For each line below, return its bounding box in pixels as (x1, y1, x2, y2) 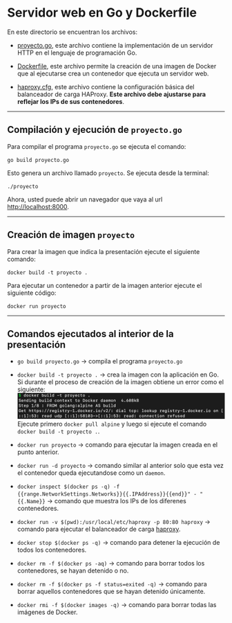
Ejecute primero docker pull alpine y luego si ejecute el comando (17, 419, 207, 428)
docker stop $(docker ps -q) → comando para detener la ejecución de (17, 538, 220, 546)
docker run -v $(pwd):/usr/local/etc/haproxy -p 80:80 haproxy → (17, 517, 211, 525)
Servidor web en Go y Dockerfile (7, 5, 197, 21)
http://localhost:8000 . (7, 202, 69, 210)
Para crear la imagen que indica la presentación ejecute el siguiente (7, 247, 200, 255)
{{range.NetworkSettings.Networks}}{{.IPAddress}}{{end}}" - (17, 490, 197, 498)
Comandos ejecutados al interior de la (7, 327, 174, 340)
